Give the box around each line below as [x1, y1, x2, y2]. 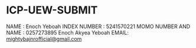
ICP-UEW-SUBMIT [6, 4, 98, 17]
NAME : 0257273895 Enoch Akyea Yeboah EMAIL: [6, 29, 129, 36]
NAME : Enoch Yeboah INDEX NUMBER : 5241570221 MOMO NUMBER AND [6, 23, 191, 30]
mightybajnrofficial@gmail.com [6, 35, 82, 42]
